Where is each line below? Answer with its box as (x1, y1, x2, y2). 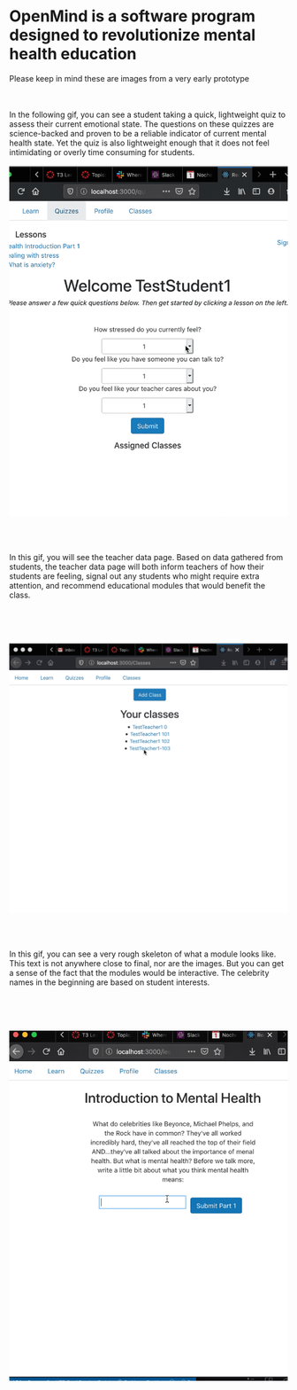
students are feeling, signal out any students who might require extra (9, 570, 260, 582)
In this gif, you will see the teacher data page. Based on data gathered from (9, 551, 284, 562)
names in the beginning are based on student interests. (9, 977, 210, 988)
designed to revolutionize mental (9, 25, 256, 45)
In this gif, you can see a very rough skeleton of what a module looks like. (9, 949, 277, 959)
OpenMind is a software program (9, 6, 256, 27)
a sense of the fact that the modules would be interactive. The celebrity (9, 968, 270, 979)
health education (9, 44, 137, 64)
